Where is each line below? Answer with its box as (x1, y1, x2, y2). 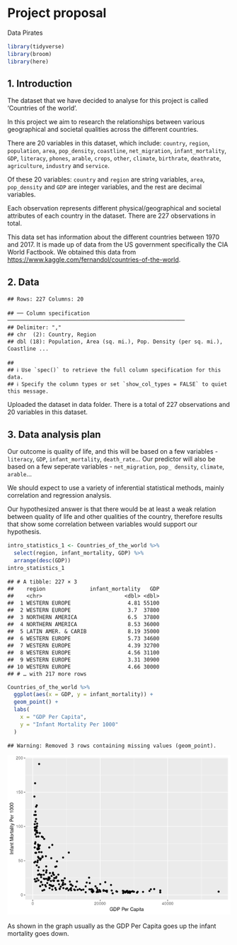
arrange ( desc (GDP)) (13, 557, 71, 564)
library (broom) (7, 50, 52, 57)
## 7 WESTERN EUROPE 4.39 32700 (7, 642, 160, 649)
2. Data (7, 276, 40, 288)
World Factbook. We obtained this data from (7, 248, 137, 257)
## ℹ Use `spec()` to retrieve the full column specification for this (7, 367, 221, 374)
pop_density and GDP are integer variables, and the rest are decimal (7, 183, 202, 191)
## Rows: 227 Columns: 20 (7, 296, 83, 303)
